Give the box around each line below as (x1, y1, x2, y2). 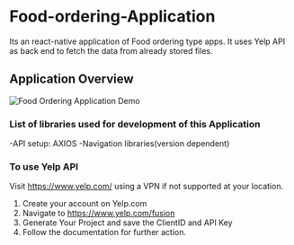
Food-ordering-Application (9, 6, 216, 27)
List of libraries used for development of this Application (9, 118, 261, 130)
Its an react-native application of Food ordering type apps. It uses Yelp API (9, 36, 286, 47)
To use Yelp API (9, 160, 79, 172)
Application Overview (9, 72, 134, 87)
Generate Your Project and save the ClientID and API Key (22, 217, 233, 228)
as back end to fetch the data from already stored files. (9, 45, 213, 56)
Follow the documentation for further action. (22, 227, 187, 238)
